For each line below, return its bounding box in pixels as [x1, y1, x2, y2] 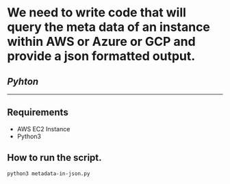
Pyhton [7, 75, 39, 87]
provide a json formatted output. [7, 49, 196, 64]
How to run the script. [7, 152, 102, 163]
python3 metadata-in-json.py [7, 170, 90, 177]
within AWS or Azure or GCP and [7, 34, 196, 49]
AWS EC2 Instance [16, 124, 71, 133]
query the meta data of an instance [7, 19, 211, 35]
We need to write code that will [7, 5, 187, 21]
